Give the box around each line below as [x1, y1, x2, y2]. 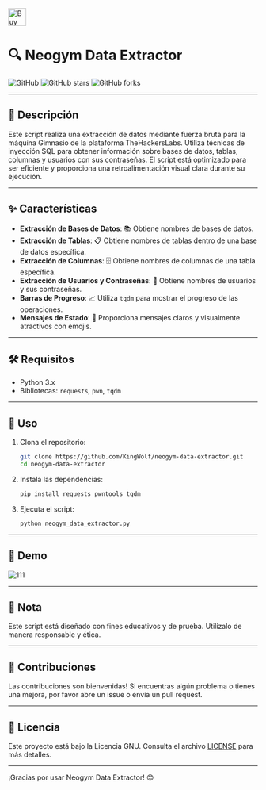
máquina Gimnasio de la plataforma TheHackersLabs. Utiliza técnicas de [8, 138, 245, 148]
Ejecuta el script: [19, 504, 75, 514]
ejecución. [8, 171, 43, 181]
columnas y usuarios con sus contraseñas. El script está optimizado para [8, 155, 247, 164]
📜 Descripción [8, 109, 79, 122]
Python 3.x [19, 378, 55, 387]
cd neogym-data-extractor [19, 460, 105, 469]
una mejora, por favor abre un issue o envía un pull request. [8, 690, 203, 700]
